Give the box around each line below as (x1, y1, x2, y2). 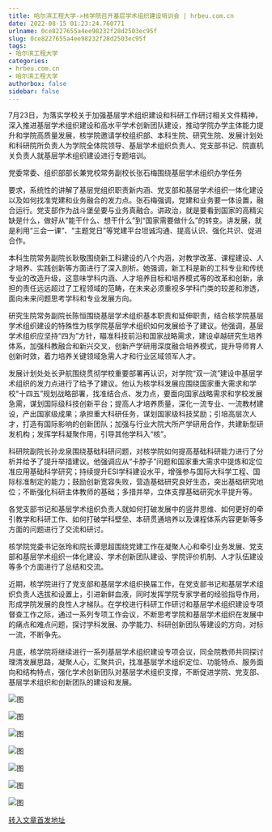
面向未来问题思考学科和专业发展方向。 (8, 293, 136, 304)
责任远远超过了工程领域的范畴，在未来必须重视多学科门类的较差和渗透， (22, 284, 264, 293)
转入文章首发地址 (8, 815, 66, 825)
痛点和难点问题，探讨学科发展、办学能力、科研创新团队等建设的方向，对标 (15, 620, 264, 629)
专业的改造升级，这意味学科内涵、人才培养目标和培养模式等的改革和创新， (8, 273, 257, 284)
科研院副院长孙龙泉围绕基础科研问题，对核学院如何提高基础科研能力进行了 (8, 446, 257, 456)
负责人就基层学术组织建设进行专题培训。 (15, 151, 151, 160)
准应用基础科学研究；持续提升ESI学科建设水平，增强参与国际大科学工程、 (8, 467, 253, 476)
